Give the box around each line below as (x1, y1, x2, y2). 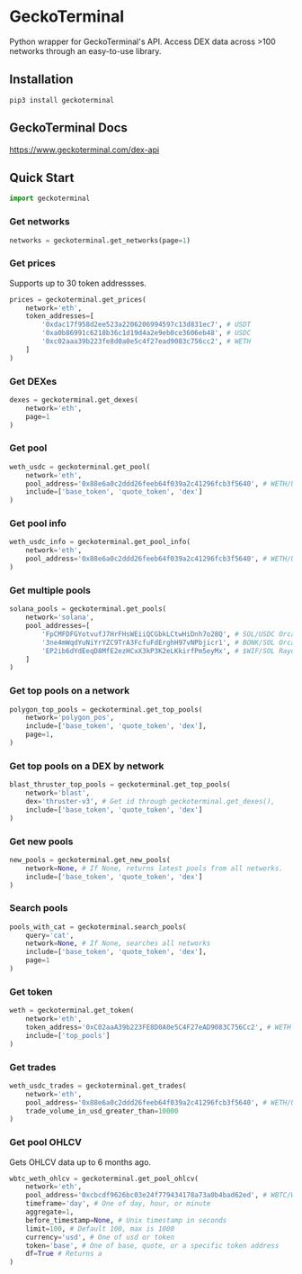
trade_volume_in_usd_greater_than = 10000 (25, 1106, 179, 1115)
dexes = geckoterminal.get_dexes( (9, 396, 139, 405)
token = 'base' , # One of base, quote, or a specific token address (25, 1241, 280, 1250)
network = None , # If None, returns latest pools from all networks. (25, 863, 283, 873)
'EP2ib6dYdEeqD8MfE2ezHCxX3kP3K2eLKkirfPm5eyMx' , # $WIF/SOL (41, 646, 276, 655)
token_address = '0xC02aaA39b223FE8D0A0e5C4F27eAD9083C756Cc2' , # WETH (25, 1023, 292, 1033)
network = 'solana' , (25, 613, 94, 623)
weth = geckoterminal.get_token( (9, 1006, 135, 1015)
